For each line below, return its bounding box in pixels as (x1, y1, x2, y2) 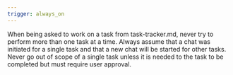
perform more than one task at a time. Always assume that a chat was (7, 37, 210, 46)
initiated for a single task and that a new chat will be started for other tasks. (7, 45, 227, 53)
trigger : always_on (7, 10, 65, 18)
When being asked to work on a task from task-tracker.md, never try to (7, 30, 214, 38)
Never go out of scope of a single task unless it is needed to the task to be (7, 52, 224, 61)
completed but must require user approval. (7, 59, 132, 68)
